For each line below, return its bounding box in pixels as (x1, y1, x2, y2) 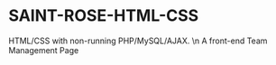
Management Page (8, 44, 79, 55)
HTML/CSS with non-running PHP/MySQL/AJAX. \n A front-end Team (8, 35, 268, 46)
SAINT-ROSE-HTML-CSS (8, 5, 199, 26)
